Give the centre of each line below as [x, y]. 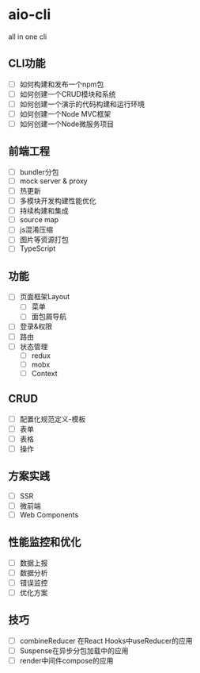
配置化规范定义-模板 [53, 419]
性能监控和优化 [45, 542]
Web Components [49, 514]
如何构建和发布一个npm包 [62, 84]
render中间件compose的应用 [66, 660]
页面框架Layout [45, 297]
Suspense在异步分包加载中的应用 [74, 650]
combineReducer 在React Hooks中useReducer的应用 [106, 640]
